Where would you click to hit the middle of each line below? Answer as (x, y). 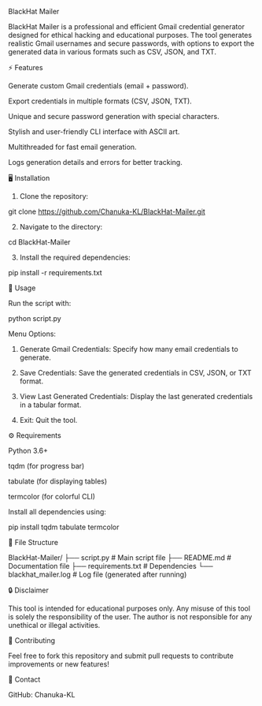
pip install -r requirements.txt (55, 273)
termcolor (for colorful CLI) (52, 497)
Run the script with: (40, 303)
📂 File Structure (33, 542)
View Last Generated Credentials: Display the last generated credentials (136, 396)
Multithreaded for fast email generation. (72, 147)
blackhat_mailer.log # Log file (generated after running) (98, 574)
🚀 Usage (22, 288)
